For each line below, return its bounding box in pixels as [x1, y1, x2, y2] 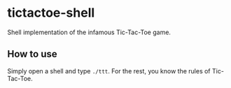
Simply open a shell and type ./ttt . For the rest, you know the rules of [7, 66, 211, 75]
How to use [7, 48, 57, 60]
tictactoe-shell [7, 5, 95, 21]
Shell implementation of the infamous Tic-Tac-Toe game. [7, 28, 171, 36]
